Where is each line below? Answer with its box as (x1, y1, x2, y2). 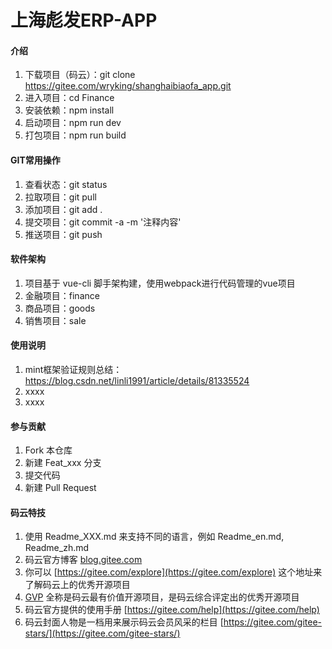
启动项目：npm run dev (24, 117, 122, 129)
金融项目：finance (24, 289, 100, 301)
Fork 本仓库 (24, 444, 73, 456)
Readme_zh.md (24, 542, 90, 554)
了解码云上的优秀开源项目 (24, 579, 131, 591)
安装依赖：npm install (24, 104, 115, 116)
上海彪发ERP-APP (10, 9, 158, 32)
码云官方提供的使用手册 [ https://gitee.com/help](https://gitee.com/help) (24, 604, 320, 616)
